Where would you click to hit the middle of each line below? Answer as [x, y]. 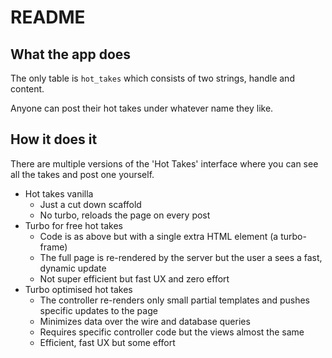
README [48, 17]
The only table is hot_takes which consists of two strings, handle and [152, 78]
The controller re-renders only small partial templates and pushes [175, 300]
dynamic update [73, 268]
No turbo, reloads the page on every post [125, 215]
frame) [53, 247]
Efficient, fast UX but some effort [107, 342]
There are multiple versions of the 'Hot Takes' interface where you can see [164, 163]
